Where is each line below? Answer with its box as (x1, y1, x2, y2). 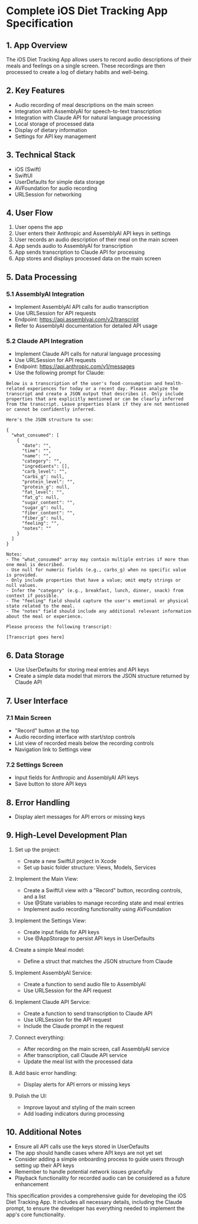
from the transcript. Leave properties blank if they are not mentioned (6, 401, 189, 408)
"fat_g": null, (21, 495, 60, 500)
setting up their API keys (14, 1161, 74, 1169)
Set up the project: (14, 846, 60, 853)
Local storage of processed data (14, 120, 95, 127)
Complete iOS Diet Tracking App (6, 4, 168, 18)
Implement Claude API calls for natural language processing (14, 350, 161, 357)
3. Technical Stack (6, 150, 76, 160)
